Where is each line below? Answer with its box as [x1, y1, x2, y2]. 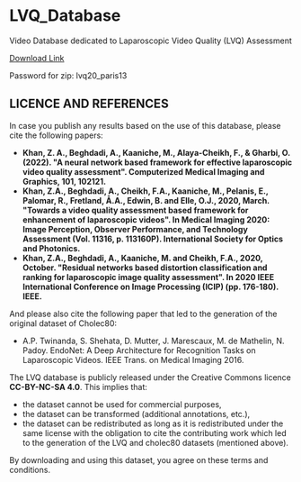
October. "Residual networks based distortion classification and [22, 262, 268, 273]
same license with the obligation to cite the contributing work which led [22, 427, 287, 438]
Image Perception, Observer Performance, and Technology [22, 223, 249, 234]
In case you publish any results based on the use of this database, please [9, 120, 281, 131]
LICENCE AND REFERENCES [9, 96, 169, 112]
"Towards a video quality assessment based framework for [22, 205, 249, 215]
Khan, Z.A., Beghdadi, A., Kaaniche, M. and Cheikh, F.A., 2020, [22, 252, 263, 263]
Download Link [9, 52, 65, 63]
